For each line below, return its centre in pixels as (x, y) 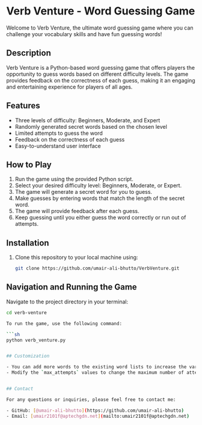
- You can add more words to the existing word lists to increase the (96, 367)
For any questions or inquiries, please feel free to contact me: (91, 399)
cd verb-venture (26, 312)
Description (29, 53)
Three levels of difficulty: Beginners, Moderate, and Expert (87, 120)
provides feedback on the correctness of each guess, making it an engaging (101, 80)
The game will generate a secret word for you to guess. (83, 192)
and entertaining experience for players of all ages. (69, 87)
